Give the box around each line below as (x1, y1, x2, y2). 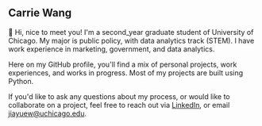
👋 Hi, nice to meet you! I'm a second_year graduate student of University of (8, 27, 254, 36)
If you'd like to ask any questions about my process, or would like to (8, 91, 230, 101)
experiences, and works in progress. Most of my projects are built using (8, 67, 244, 78)
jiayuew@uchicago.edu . (8, 109, 87, 118)
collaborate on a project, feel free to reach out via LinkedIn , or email (8, 100, 230, 109)
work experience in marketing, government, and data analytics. (8, 44, 215, 54)
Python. (8, 76, 34, 86)
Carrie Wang (8, 6, 72, 20)
